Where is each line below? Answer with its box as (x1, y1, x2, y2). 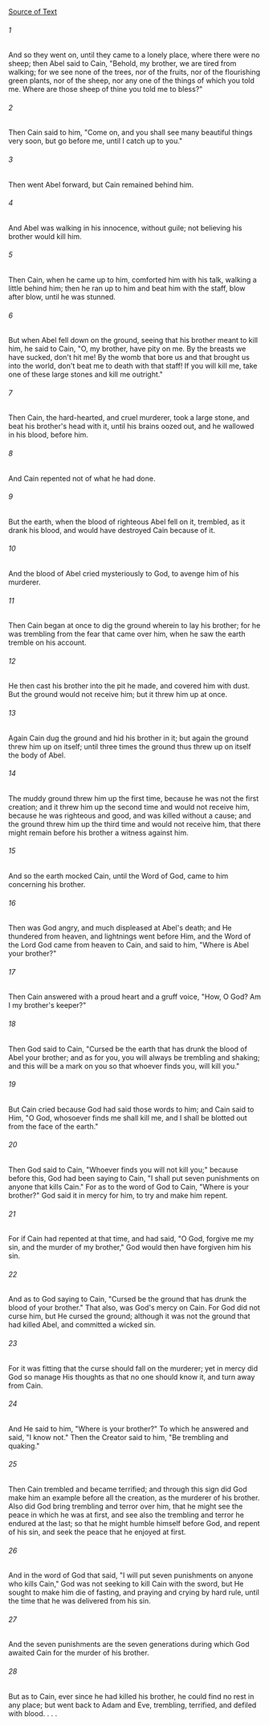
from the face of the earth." (8, 1121, 99, 1131)
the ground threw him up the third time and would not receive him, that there (8, 819, 261, 828)
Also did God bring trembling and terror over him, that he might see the (8, 1501, 243, 1512)
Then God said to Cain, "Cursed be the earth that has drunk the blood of (8, 1044, 247, 1054)
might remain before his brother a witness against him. (8, 827, 189, 837)
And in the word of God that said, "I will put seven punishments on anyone (8, 1570, 254, 1580)
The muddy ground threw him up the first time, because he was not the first (8, 793, 259, 803)
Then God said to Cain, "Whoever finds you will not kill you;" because (8, 1165, 238, 1174)
